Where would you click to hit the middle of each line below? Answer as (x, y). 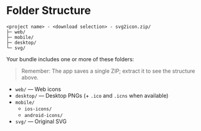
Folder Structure (49, 11)
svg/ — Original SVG (41, 121)
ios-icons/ (38, 109)
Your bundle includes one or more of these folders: (70, 59)
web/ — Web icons (38, 89)
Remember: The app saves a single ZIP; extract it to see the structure (108, 71)
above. (30, 77)
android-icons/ (43, 115)
